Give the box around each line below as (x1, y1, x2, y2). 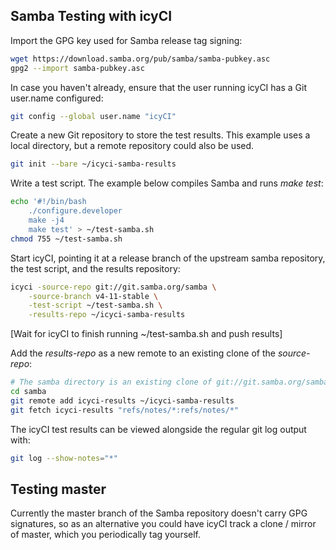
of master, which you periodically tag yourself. (10, 529, 202, 541)
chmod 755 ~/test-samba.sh (10, 234, 123, 244)
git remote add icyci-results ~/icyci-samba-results (10, 395, 235, 406)
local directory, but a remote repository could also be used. (10, 140, 255, 152)
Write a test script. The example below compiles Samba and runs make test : (10, 177, 324, 189)
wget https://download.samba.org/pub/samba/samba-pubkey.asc (10, 54, 271, 64)
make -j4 (28, 215, 65, 226)
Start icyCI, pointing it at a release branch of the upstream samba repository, (10, 252, 326, 264)
